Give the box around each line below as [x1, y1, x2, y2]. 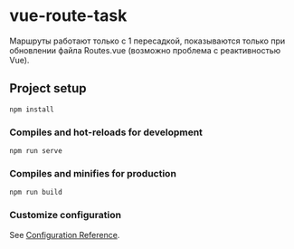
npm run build [9, 187, 63, 197]
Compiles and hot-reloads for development [9, 126, 204, 139]
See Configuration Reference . [9, 229, 120, 240]
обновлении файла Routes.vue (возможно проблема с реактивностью [9, 44, 281, 55]
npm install [9, 105, 54, 114]
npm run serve [9, 147, 63, 156]
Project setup [9, 81, 88, 96]
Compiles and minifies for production [9, 167, 176, 179]
